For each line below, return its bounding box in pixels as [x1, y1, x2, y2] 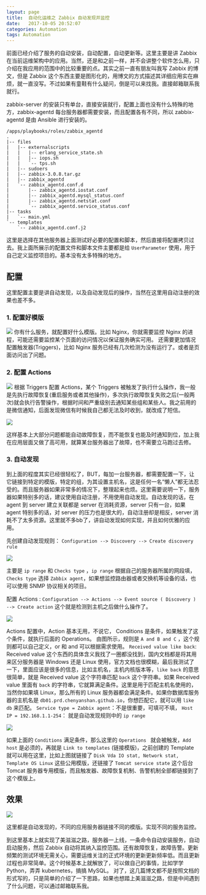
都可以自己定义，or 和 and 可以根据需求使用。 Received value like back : [11, 642, 197, 650]
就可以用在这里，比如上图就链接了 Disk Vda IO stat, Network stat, [6, 752, 179, 759]
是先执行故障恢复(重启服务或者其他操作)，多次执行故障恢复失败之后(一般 [6, 390, 190, 398]
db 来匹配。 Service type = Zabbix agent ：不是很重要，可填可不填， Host [6, 704, 193, 711]
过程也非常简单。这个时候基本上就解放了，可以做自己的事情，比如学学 [6, 859, 184, 866]
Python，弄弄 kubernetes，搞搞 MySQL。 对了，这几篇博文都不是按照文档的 [6, 867, 200, 874]
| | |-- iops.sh [6, 155, 59, 161]
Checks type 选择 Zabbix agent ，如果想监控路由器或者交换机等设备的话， [6, 574, 191, 582]
